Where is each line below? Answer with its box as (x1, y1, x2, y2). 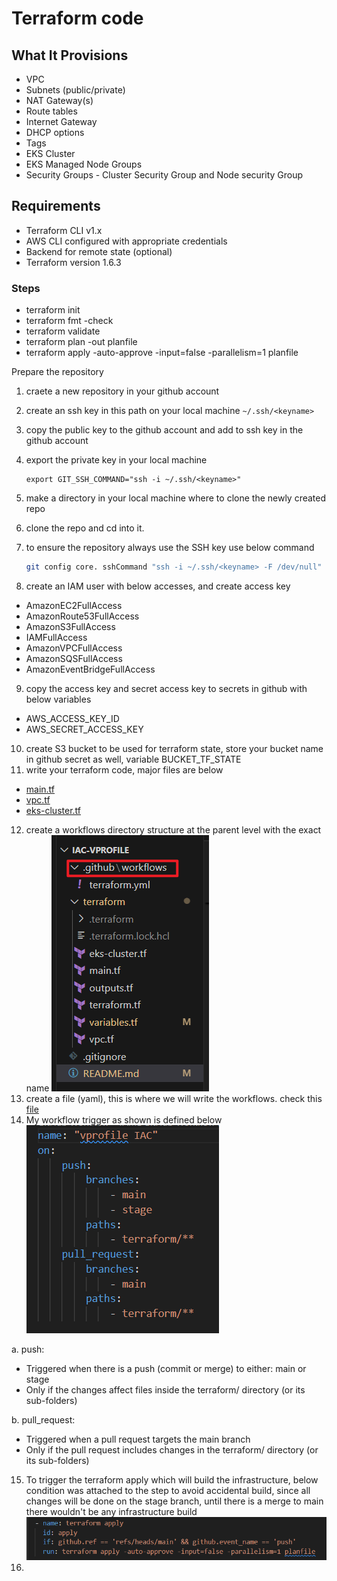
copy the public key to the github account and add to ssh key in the (25, 424, 304, 436)
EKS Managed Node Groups (25, 158, 143, 170)
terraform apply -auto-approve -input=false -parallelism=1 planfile (25, 347, 299, 359)
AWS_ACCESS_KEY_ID (25, 712, 120, 724)
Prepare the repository (11, 366, 104, 378)
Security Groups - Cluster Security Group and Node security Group (25, 169, 304, 181)
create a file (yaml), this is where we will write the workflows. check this (25, 1092, 323, 1104)
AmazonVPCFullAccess (25, 642, 123, 654)
